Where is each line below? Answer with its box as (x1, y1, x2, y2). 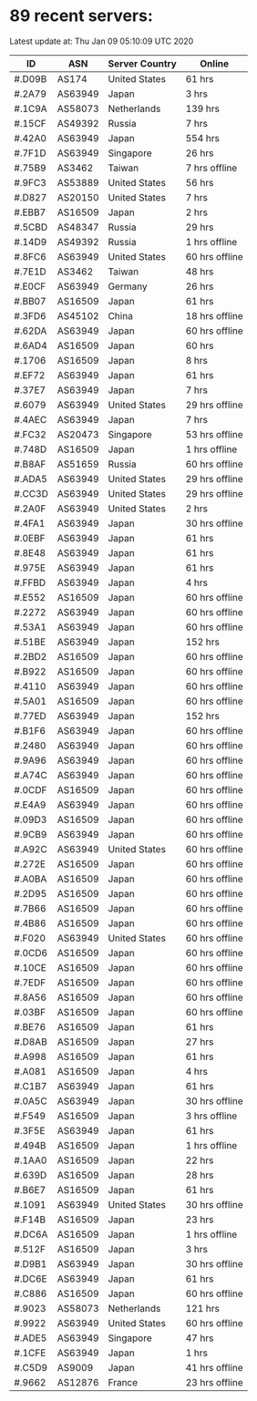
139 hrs (185, 102, 221, 115)
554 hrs (185, 131, 221, 144)
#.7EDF (14, 976, 46, 989)
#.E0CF (14, 280, 46, 293)
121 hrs (185, 1302, 221, 1314)
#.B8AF (14, 458, 46, 470)
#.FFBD (14, 576, 46, 589)
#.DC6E (14, 1272, 47, 1285)
